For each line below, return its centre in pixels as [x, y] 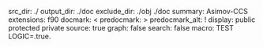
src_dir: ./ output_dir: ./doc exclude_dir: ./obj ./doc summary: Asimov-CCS [128, 11]
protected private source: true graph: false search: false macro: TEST [121, 28]
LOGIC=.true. [30, 36]
